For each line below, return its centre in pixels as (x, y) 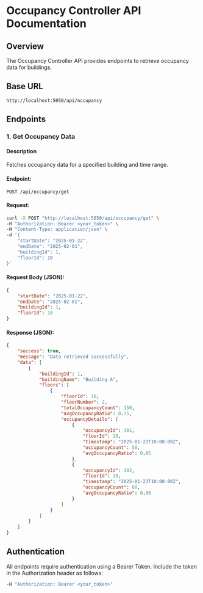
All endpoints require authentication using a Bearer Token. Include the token (101, 566)
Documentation (47, 24)
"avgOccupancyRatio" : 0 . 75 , (96, 413)
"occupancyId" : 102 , (109, 470)
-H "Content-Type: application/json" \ (57, 230)
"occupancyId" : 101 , (109, 431)
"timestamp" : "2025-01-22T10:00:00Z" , (132, 442)
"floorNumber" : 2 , (84, 402)
